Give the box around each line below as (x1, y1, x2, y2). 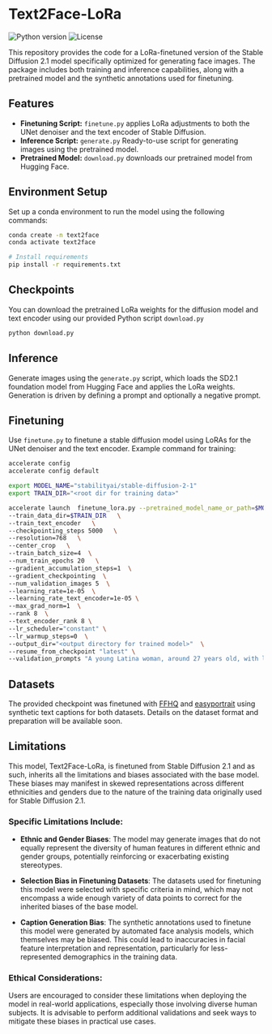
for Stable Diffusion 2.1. (8, 795, 86, 805)
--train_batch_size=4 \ (8, 549, 92, 558)
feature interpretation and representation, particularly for (19, 943, 210, 954)
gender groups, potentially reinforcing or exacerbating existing (19, 851, 229, 861)
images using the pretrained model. (19, 144, 139, 154)
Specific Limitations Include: (8, 816, 124, 827)
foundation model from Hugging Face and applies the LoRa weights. (8, 381, 236, 391)
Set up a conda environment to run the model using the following (8, 206, 225, 216)
